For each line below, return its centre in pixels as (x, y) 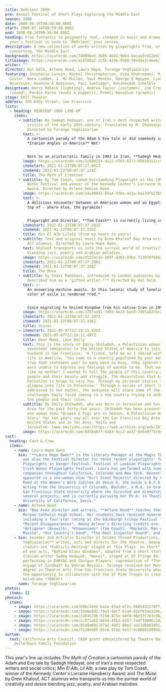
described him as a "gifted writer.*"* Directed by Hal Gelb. (92, 280)
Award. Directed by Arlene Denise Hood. (69, 189)
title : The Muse (40, 271)
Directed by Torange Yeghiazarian (62, 129)
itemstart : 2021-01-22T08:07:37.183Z (62, 225)
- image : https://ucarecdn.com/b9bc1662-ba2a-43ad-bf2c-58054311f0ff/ (88, 607)
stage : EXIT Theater (26, 97)
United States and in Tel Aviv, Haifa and (71, 423)
